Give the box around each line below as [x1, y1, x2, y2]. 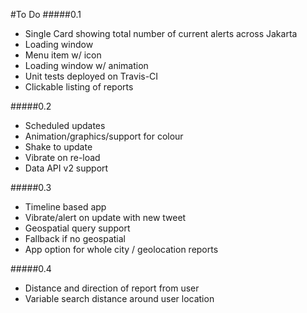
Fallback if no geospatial [24, 233, 126, 244]
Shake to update [24, 141, 93, 153]
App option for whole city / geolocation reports [24, 244, 219, 255]
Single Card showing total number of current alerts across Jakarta [24, 28, 298, 39]
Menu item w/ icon [24, 49, 102, 61]
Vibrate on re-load [24, 152, 101, 163]
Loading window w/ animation [24, 60, 149, 71]
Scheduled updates [24, 120, 106, 131]
